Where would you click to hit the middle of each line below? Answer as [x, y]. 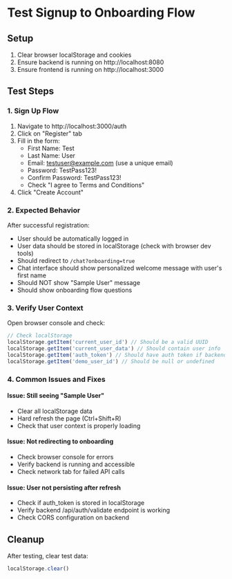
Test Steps [31, 91]
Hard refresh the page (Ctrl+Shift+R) [69, 418]
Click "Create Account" [50, 192]
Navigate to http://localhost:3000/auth [72, 126]
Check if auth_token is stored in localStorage [81, 503]
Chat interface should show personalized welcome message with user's [119, 268]
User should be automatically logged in [73, 238]
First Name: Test [51, 148]
